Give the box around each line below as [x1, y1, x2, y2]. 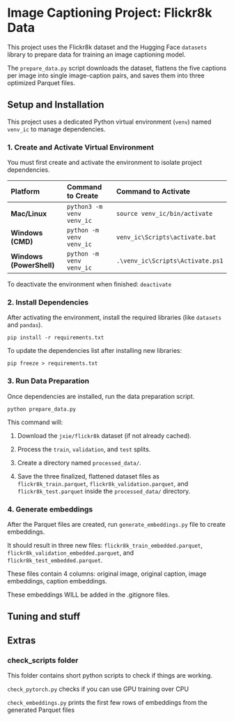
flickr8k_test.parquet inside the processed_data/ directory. [17, 487, 191, 495]
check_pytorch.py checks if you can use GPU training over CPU [7, 685, 189, 693]
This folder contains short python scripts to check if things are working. [7, 671, 212, 680]
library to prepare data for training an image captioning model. [7, 50, 186, 59]
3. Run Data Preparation [7, 376, 89, 386]
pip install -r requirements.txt [7, 334, 104, 342]
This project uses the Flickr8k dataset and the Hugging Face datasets [7, 43, 208, 51]
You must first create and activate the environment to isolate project [7, 159, 202, 167]
